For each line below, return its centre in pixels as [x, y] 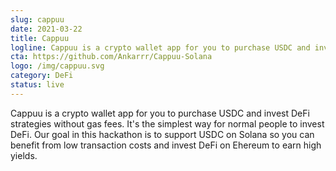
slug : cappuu [37, 19]
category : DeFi [42, 76]
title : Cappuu [40, 38]
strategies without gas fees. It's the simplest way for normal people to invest [167, 123]
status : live [37, 85]
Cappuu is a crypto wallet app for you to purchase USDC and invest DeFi [160, 113]
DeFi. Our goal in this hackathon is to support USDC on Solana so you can [162, 134]
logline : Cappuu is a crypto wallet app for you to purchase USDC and [160, 47]
